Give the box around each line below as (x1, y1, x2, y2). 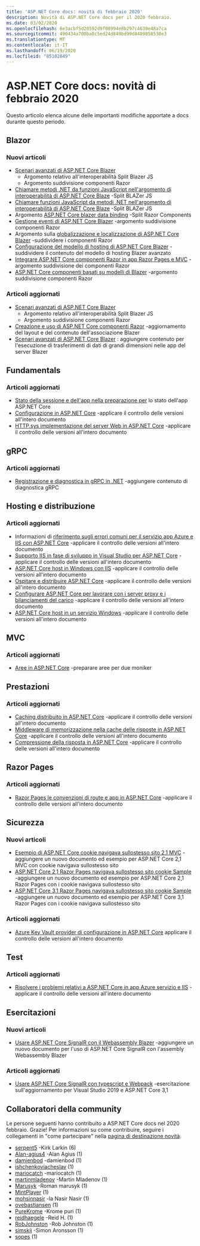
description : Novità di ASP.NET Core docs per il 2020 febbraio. (6, 14, 172, 20)
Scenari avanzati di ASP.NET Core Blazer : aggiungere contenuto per (14, 335, 184, 342)
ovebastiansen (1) (14, 1201, 59, 1209)
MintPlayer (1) (14, 1189, 49, 1196)
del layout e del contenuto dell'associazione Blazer (14, 329, 140, 336)
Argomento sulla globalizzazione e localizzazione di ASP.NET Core (14, 230, 179, 238)
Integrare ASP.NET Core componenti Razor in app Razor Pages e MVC (14, 256, 188, 263)
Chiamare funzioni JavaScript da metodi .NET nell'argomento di (14, 199, 172, 206)
